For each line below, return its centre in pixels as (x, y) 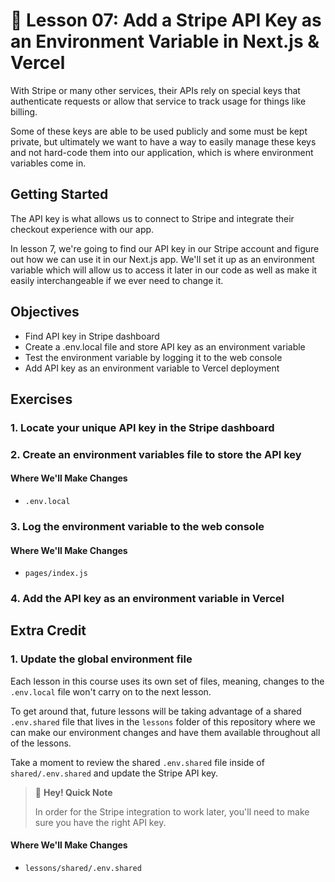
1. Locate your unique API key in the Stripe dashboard (142, 427)
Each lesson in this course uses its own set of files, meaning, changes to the (167, 681)
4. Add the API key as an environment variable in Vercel (147, 599)
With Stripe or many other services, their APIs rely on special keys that (155, 90)
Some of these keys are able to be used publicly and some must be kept (159, 131)
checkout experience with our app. (82, 229)
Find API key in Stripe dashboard (92, 336)
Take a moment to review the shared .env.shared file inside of (137, 762)
